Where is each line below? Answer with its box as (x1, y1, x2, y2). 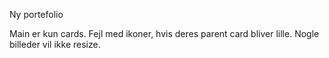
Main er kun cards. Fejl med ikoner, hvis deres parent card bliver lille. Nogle (9, 28, 320, 39)
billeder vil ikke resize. (9, 39, 101, 50)
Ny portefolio (9, 9, 64, 20)
